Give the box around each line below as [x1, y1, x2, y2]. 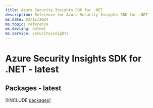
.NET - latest [5, 64, 59, 75]
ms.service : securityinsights [5, 31, 69, 36]
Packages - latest [5, 84, 62, 92]
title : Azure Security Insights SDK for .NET [5, 7, 103, 13]
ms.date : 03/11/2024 [5, 17, 49, 22]
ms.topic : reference [5, 21, 49, 27]
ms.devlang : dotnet [5, 26, 46, 31]
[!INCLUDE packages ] [5, 97, 51, 103]
